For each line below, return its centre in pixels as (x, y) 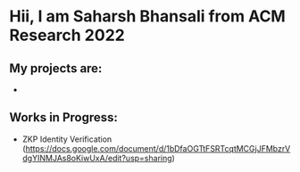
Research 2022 (67, 35)
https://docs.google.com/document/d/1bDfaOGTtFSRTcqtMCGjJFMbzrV (158, 148)
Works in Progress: (64, 118)
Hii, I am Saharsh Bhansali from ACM (147, 16)
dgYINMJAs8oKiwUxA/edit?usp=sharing (97, 158)
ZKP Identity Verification (67, 139)
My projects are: (56, 68)
